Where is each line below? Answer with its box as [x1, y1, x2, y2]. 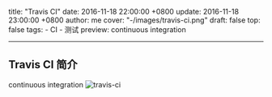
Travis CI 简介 [8, 58, 79, 71]
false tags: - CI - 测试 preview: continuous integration [8, 25, 186, 34]
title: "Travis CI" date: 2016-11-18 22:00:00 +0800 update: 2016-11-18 [8, 7, 240, 16]
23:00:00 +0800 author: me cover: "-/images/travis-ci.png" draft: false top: [8, 15, 261, 25]
